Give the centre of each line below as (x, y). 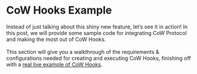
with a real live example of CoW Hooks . (54, 64)
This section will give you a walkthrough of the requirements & (83, 52)
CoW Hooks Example (59, 10)
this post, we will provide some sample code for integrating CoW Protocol (96, 33)
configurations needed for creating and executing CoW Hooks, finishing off (98, 58)
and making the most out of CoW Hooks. (56, 39)
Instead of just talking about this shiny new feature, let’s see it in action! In (97, 27)
